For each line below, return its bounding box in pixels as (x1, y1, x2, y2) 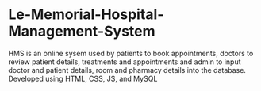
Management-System (8, 22, 156, 40)
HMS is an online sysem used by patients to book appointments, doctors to (8, 48, 254, 58)
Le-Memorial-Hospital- (8, 6, 164, 24)
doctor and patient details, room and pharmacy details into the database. (8, 65, 246, 74)
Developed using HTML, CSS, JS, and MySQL (8, 74, 158, 83)
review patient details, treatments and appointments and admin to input (8, 57, 241, 66)
